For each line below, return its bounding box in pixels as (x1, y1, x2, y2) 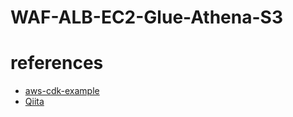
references (10, 52, 104, 75)
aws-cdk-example (24, 85, 100, 97)
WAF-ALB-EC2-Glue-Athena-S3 (10, 6, 283, 29)
